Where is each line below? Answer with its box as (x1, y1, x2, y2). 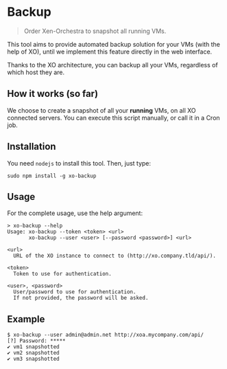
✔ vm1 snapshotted (7, 344, 60, 350)
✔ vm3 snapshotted (7, 355, 60, 363)
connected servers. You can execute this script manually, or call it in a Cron (7, 113, 221, 122)
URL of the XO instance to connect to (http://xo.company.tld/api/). (13, 252, 216, 260)
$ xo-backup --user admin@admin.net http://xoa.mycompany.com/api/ (7, 331, 204, 339)
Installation (7, 141, 56, 153)
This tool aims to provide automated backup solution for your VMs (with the (7, 40, 221, 48)
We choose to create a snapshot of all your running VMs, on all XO (7, 106, 197, 114)
